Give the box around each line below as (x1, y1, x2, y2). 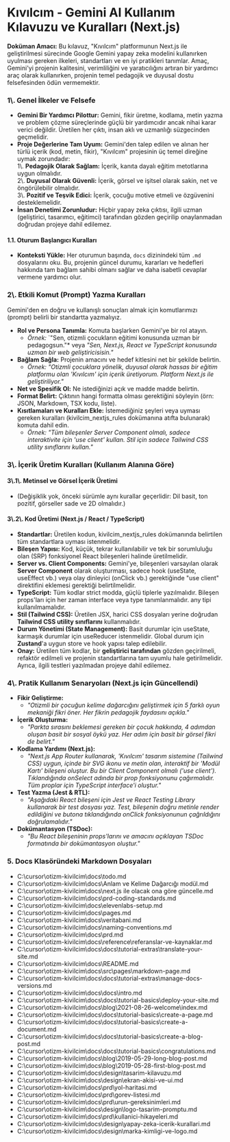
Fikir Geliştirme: (16, 694, 64, 702)
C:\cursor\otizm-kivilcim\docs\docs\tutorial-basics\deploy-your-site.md (16, 995, 219, 1004)
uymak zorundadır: (16, 155, 71, 163)
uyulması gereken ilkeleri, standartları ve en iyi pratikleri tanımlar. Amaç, (7, 56, 209, 64)
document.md (16, 1025, 57, 1033)
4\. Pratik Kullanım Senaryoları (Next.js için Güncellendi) (7, 678, 199, 688)
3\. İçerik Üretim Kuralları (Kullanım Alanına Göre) (7, 460, 175, 469)
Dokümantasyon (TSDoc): (16, 825, 93, 833)
